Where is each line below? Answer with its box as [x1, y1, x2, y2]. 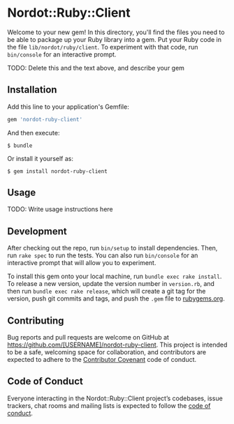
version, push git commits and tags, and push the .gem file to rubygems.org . [7, 294, 226, 303]
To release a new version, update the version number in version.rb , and [7, 280, 215, 288]
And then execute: [7, 128, 60, 137]
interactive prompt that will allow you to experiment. [7, 259, 156, 267]
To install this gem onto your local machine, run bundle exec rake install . [7, 272, 222, 280]
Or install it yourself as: [7, 154, 73, 162]
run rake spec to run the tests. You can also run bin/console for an [7, 251, 198, 259]
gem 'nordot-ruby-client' [7, 116, 82, 123]
